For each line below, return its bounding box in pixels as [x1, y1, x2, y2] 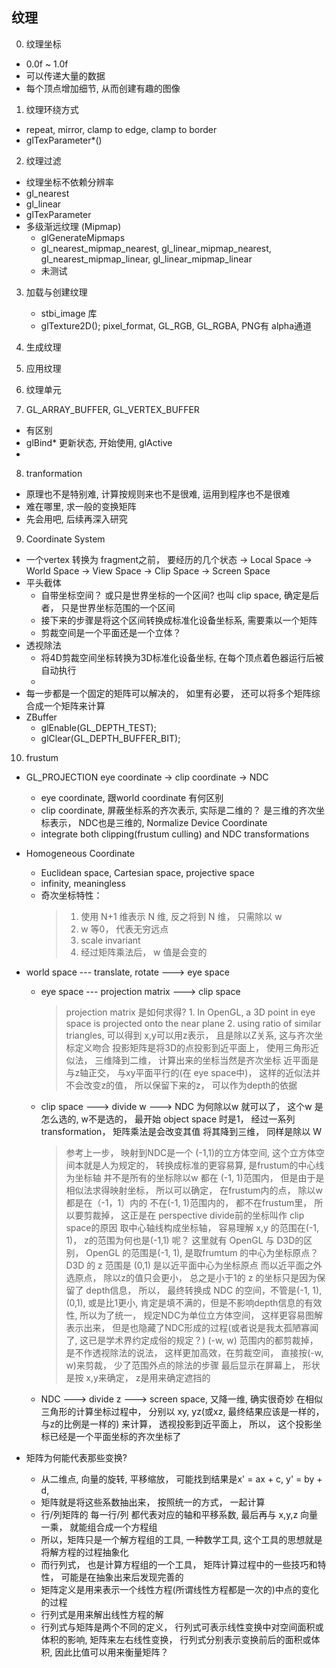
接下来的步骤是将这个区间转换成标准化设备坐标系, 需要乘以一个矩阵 [40, 614, 318, 626]
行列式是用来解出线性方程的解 [40, 1608, 164, 1620]
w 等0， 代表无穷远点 [80, 923, 169, 935]
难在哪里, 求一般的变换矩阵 [25, 500, 137, 512]
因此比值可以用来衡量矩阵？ [54, 1646, 169, 1658]
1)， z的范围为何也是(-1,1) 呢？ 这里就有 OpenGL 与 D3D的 [65, 1234, 304, 1246]
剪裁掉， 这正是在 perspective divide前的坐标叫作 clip [83, 1209, 305, 1221]
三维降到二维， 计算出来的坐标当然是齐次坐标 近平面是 [94, 1054, 319, 1066]
